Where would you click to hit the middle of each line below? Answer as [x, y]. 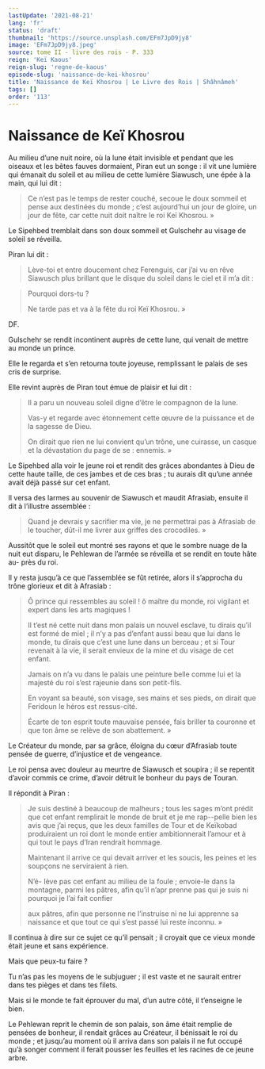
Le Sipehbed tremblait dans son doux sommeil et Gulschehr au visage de [127, 231]
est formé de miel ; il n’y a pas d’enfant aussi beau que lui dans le [134, 634]
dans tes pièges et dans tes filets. [63, 985]
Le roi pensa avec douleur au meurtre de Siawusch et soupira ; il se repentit [131, 769]
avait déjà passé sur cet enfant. [59, 483]
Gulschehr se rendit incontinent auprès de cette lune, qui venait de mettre [129, 340]
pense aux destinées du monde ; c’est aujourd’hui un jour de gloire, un [142, 207]
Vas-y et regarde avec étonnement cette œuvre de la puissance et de [141, 418]
